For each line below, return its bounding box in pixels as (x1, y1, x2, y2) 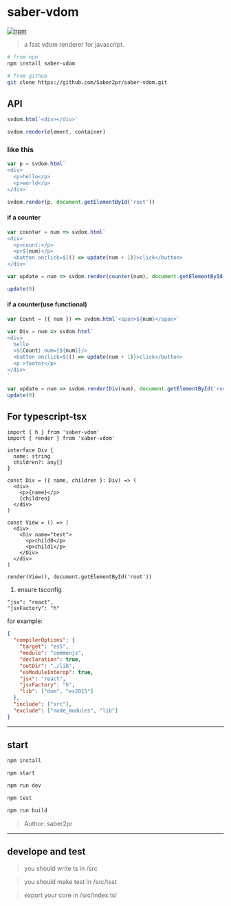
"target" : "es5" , (19, 643, 69, 651)
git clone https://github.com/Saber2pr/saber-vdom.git (7, 78, 168, 86)
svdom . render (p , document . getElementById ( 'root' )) (7, 198, 155, 205)
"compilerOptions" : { (13, 637, 76, 644)
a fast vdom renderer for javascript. (23, 40, 125, 48)
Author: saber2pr (23, 819, 73, 828)
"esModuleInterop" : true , (19, 668, 94, 675)
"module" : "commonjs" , (19, 650, 85, 657)
